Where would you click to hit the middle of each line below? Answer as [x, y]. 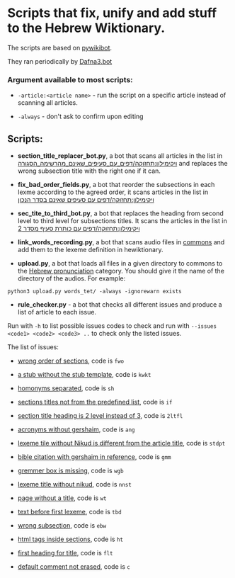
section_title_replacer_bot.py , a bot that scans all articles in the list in [120, 156]
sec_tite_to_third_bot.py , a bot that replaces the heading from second [121, 213]
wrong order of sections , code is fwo [71, 361]
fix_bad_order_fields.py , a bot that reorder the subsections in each [116, 185]
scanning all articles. [47, 103]
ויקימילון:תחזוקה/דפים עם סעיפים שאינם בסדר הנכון [86, 200]
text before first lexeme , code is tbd [69, 512]
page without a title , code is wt [62, 498]
